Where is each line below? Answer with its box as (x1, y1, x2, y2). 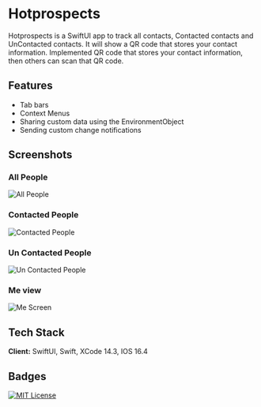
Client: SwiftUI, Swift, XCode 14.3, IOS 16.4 (8, 347, 149, 356)
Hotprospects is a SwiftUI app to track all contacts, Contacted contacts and (8, 31, 254, 40)
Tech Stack (8, 326, 65, 339)
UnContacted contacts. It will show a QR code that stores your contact (8, 39, 238, 48)
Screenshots (8, 148, 73, 162)
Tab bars (19, 100, 49, 109)
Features (8, 79, 53, 92)
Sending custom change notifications (19, 125, 142, 134)
